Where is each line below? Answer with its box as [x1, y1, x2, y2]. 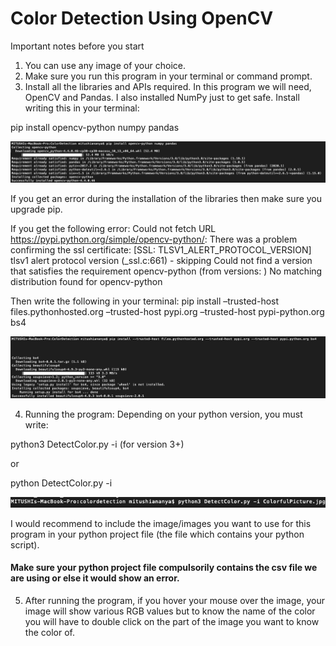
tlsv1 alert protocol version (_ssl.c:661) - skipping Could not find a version [10, 254, 313, 266]
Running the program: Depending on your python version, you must [24, 408, 303, 421]
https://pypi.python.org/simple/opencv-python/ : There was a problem [10, 233, 298, 245]
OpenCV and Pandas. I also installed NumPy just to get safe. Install [24, 91, 300, 103]
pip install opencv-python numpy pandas [10, 121, 180, 133]
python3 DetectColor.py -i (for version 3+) [10, 438, 185, 451]
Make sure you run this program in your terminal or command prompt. [24, 70, 313, 82]
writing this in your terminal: [24, 102, 140, 114]
